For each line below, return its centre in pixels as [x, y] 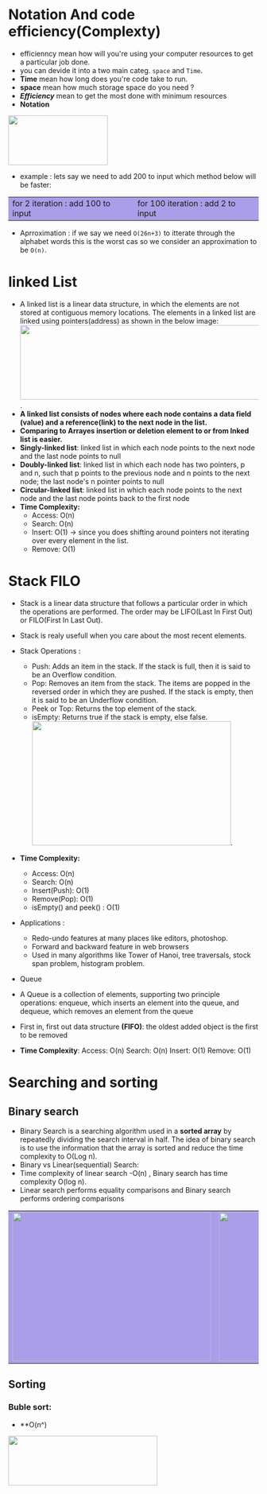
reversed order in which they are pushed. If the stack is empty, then [143, 691]
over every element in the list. [80, 540]
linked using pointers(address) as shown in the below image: [119, 320]
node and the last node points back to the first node [104, 498]
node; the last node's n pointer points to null [92, 481]
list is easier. [41, 439]
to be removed [44, 1034]
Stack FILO [44, 581]
